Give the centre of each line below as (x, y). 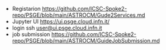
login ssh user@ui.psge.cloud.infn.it (57, 28)
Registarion (26, 9)
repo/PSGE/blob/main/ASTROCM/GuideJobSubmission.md (86, 41)
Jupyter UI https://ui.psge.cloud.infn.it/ (61, 21)
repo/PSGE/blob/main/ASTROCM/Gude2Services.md (78, 15)
